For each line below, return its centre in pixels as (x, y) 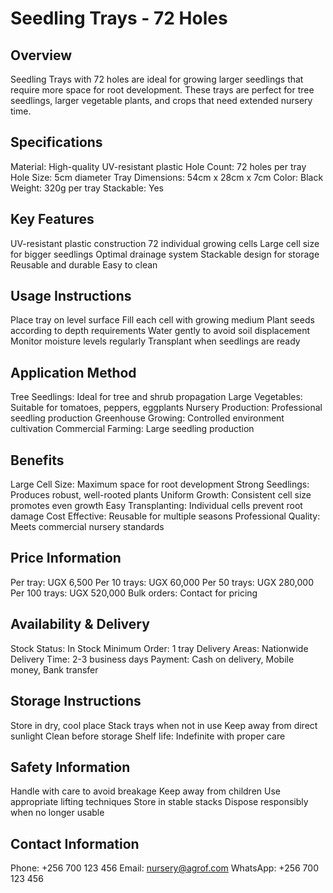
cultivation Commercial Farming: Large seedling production (132, 429)
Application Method (73, 372)
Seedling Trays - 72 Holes (119, 18)
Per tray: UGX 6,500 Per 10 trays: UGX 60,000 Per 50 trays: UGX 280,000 (162, 582)
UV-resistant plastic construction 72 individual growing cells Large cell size (165, 243)
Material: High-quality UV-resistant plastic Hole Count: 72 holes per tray (158, 166)
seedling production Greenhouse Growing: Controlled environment (147, 418)
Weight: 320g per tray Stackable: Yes (87, 188)
